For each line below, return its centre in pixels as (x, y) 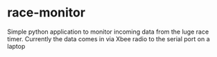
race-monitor (46, 13)
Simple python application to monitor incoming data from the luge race (108, 32)
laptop (16, 46)
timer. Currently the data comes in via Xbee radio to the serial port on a (108, 38)
